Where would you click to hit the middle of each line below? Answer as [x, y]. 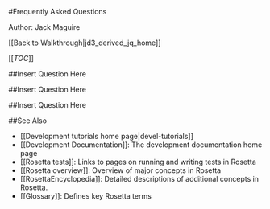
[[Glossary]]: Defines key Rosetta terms [85, 196]
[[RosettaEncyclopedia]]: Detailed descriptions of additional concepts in [139, 179]
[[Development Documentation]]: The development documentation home [141, 145]
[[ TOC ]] [21, 58]
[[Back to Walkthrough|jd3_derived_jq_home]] [85, 43]
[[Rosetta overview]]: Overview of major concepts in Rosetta [120, 170]
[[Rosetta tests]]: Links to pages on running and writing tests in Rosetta [138, 162]
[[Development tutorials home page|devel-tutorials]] [106, 136]
